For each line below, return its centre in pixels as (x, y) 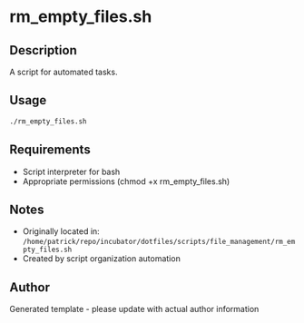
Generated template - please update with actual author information (134, 309)
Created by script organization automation (102, 259)
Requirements (50, 150)
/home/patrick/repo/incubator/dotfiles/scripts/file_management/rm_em (159, 242)
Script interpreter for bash (71, 171)
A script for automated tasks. (64, 72)
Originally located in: (61, 231)
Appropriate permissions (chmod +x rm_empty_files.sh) (126, 181)
